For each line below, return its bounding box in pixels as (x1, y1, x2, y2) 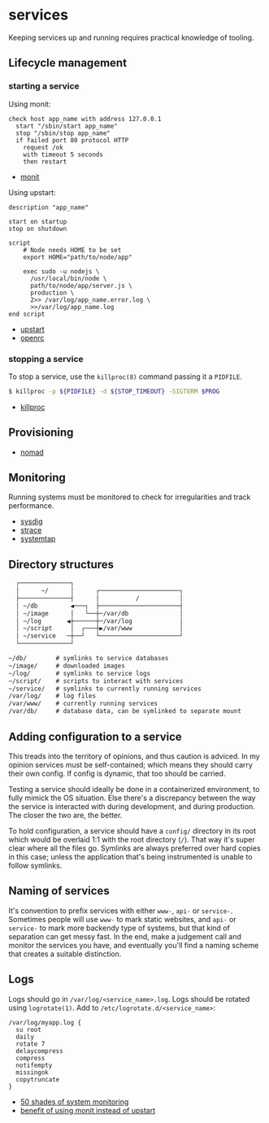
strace (20, 525, 42, 535)
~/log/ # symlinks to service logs (8, 669, 151, 677)
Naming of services (8, 884, 110, 898)
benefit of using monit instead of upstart (20, 1105, 156, 1115)
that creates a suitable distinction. (8, 949, 122, 959)
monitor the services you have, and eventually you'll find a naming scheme (8, 940, 259, 950)
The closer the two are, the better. (8, 810, 123, 820)
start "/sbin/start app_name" (15, 122, 118, 130)
